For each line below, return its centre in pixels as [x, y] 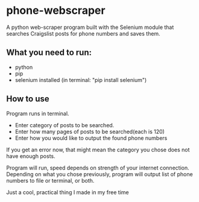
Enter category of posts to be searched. [65, 125]
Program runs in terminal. [38, 113]
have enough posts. [31, 156]
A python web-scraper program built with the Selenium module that [90, 27]
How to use [28, 99]
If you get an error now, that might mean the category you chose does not [98, 150]
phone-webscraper [56, 11]
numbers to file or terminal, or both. [50, 180]
